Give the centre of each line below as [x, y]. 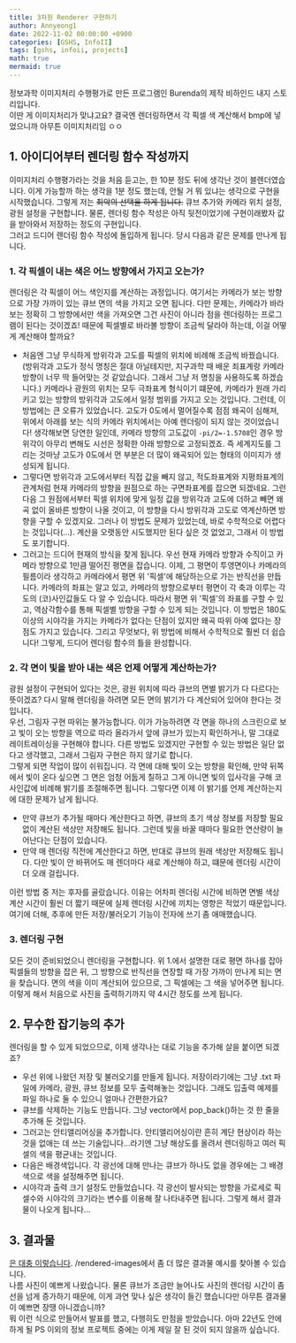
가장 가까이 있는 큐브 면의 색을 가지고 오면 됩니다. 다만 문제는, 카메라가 [146, 303]
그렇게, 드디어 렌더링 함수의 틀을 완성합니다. [116, 642]
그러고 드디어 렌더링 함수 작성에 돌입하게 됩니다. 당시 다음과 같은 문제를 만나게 [144, 234]
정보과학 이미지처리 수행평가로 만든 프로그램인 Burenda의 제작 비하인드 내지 [140, 93]
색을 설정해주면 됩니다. [85, 1177]
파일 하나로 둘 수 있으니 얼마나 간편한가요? [95, 1099]
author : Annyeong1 [43, 26]
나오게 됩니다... [65, 1209]
